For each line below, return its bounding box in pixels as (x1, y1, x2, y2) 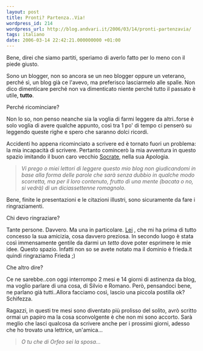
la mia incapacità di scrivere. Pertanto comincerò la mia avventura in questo (6, 147, 196, 154)
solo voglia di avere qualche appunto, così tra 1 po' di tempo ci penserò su (6, 122, 192, 129)
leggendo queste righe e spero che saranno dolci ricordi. (6, 129, 149, 135)
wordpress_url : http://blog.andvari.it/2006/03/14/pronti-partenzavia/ (6, 26, 191, 32)
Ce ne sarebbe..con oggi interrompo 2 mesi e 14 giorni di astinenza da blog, (6, 275, 196, 283)
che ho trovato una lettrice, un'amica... (6, 327, 103, 333)
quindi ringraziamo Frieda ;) (6, 252, 76, 259)
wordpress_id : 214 (6, 20, 53, 26)
